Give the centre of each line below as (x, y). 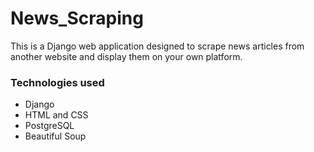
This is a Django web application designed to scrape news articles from (157, 46)
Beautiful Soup (55, 136)
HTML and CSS (56, 115)
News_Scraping (77, 18)
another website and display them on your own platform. (126, 56)
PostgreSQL (49, 126)
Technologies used (57, 82)
